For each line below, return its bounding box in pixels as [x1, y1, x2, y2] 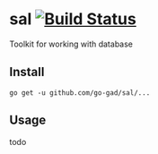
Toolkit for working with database [9, 38, 133, 49]
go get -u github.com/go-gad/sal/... [9, 88, 151, 98]
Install [9, 64, 45, 80]
